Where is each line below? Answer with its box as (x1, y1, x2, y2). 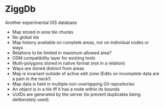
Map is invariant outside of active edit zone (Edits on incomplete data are (12, 70, 160, 76)
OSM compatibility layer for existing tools (12, 55, 95, 61)
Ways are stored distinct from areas (12, 65, 85, 71)
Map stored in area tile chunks (12, 29, 73, 35)
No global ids (12, 34, 39, 40)
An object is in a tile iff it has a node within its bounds (12, 86, 120, 92)
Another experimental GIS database (5, 20, 77, 25)
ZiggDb (5, 3, 36, 15)
